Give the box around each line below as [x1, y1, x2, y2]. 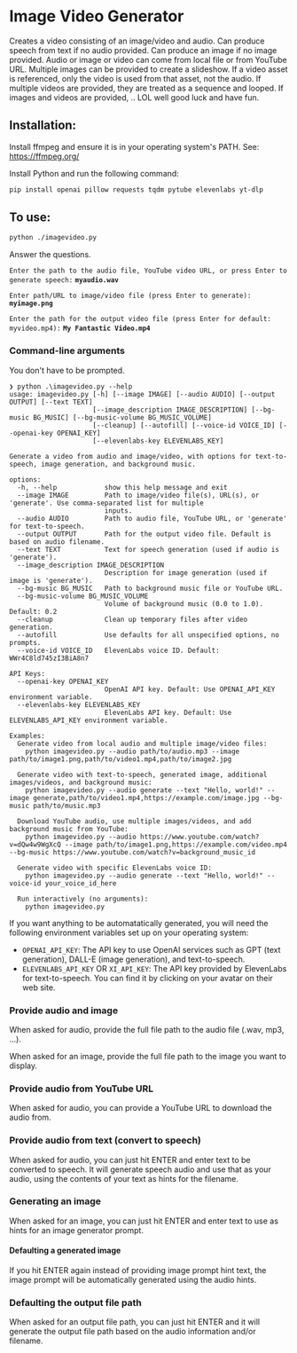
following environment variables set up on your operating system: [9, 927, 249, 938]
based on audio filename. [9, 537, 105, 547]
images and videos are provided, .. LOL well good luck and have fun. [9, 91, 260, 103]
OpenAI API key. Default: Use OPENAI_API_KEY [104, 685, 276, 694]
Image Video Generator [9, 6, 184, 27]
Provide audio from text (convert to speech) [9, 1134, 201, 1146]
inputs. [104, 506, 133, 515]
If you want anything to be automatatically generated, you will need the [9, 917, 269, 928]
